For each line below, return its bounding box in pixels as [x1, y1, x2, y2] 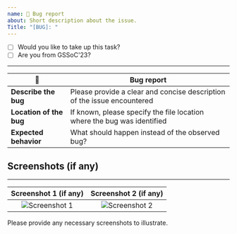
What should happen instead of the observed [70, 127, 220, 137]
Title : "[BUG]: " [7, 23, 59, 30]
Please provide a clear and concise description [70, 86, 226, 96]
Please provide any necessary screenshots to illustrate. [7, 218, 168, 227]
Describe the [11, 86, 55, 96]
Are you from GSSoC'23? [17, 51, 92, 59]
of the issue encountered [70, 95, 154, 105]
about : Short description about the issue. [7, 17, 138, 24]
